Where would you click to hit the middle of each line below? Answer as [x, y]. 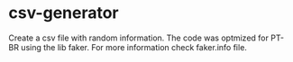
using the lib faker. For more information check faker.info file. [134, 47]
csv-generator [64, 13]
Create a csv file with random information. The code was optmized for [139, 38]
